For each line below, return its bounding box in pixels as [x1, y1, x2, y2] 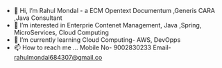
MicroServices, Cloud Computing [13, 28, 110, 36]
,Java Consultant [13, 14, 62, 22]
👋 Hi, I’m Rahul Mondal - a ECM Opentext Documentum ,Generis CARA [13, 7, 215, 14]
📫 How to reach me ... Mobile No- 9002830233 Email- [13, 43, 171, 52]
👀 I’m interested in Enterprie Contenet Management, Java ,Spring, [13, 21, 202, 29]
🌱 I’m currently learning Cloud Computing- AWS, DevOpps [13, 36, 181, 44]
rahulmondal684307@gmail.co [13, 54, 103, 61]
